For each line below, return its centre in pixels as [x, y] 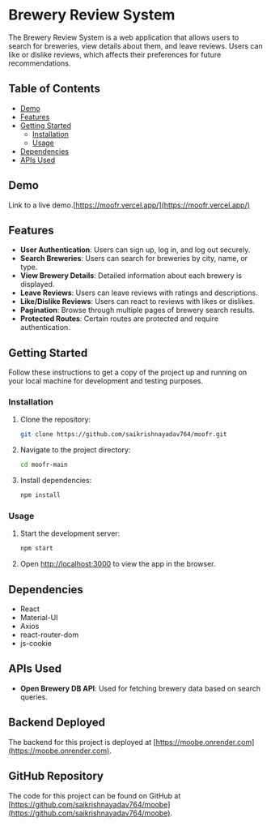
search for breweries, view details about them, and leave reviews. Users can [135, 45]
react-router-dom [49, 635]
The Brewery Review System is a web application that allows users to [124, 37]
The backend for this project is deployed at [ [82, 742]
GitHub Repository [56, 776]
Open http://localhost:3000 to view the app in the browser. [118, 564]
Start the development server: [70, 533]
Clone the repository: [55, 420]
